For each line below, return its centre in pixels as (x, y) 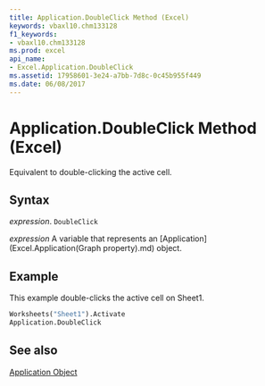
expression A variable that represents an (83, 239)
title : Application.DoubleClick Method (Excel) (99, 17)
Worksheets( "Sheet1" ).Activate (67, 315)
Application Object (43, 372)
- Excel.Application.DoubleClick (71, 68)
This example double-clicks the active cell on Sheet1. (107, 298)
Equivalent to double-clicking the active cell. (91, 172)
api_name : (28, 59)
